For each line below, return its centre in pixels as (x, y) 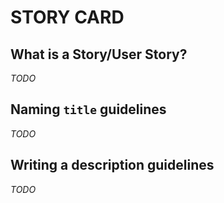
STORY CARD (67, 17)
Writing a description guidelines (112, 165)
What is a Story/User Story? (99, 54)
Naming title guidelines (88, 109)
